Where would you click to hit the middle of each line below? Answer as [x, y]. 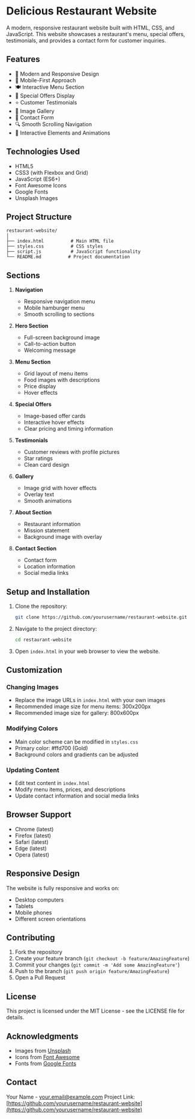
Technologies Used [43, 152]
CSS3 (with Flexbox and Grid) [52, 172]
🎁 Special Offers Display [45, 96]
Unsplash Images [36, 198]
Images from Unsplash [43, 1051]
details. [15, 1017]
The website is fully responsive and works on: [63, 888]
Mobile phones [33, 912]
